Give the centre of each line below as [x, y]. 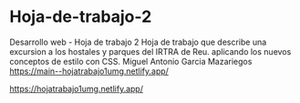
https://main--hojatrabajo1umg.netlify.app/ [89, 71]
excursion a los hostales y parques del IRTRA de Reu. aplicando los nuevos [150, 51]
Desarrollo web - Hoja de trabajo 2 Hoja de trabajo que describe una [138, 42]
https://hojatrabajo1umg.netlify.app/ [77, 88]
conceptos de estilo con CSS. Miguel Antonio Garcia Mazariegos [131, 61]
